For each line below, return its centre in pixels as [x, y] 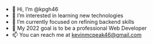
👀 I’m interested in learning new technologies [67, 15]
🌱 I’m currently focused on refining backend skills [73, 22]
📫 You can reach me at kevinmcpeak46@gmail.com [77, 35]
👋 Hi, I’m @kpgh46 [35, 9]
